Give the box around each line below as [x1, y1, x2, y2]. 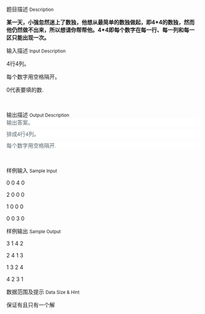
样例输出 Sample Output [6, 227, 61, 235]
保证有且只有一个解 [6, 301, 55, 308]
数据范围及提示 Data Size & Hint [6, 288, 80, 296]
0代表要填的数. [6, 86, 44, 93]
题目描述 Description [6, 6, 54, 13]
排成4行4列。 [6, 130, 40, 138]
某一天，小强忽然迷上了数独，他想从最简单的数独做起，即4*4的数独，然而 [6, 18, 195, 26]
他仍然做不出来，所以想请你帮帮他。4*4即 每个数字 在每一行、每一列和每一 [6, 26, 195, 33]
